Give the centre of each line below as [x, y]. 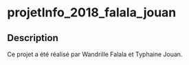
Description [33, 38]
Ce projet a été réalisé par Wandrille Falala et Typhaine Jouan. [95, 54]
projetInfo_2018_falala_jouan [92, 13]
